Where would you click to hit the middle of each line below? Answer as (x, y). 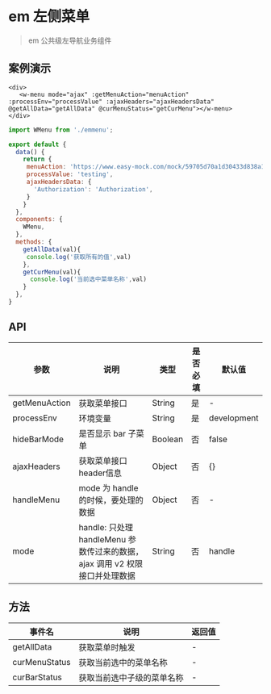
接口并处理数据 (107, 575)
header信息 (100, 473)
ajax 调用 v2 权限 (111, 563)
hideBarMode (38, 439)
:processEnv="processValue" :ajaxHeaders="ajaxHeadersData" (112, 102)
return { (38, 159)
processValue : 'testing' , (70, 174)
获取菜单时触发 (107, 647)
